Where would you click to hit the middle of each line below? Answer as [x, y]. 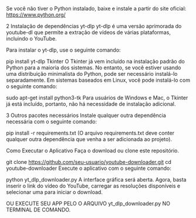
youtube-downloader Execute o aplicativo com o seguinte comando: [89, 168]
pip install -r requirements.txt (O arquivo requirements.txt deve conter [90, 133]
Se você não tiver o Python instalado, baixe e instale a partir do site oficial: [96, 9]
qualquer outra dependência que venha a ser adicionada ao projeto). [89, 139]
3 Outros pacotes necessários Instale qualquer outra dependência [86, 115]
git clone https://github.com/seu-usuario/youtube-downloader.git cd [89, 162]
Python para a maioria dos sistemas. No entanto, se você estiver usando [94, 68]
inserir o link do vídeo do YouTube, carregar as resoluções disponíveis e [93, 186]
